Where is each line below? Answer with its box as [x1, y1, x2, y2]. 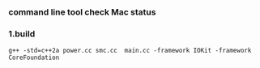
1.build [8, 28, 36, 39]
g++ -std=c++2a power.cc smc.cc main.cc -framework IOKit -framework [8, 47, 252, 55]
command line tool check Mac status [8, 6, 156, 18]
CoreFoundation [8, 53, 60, 62]
